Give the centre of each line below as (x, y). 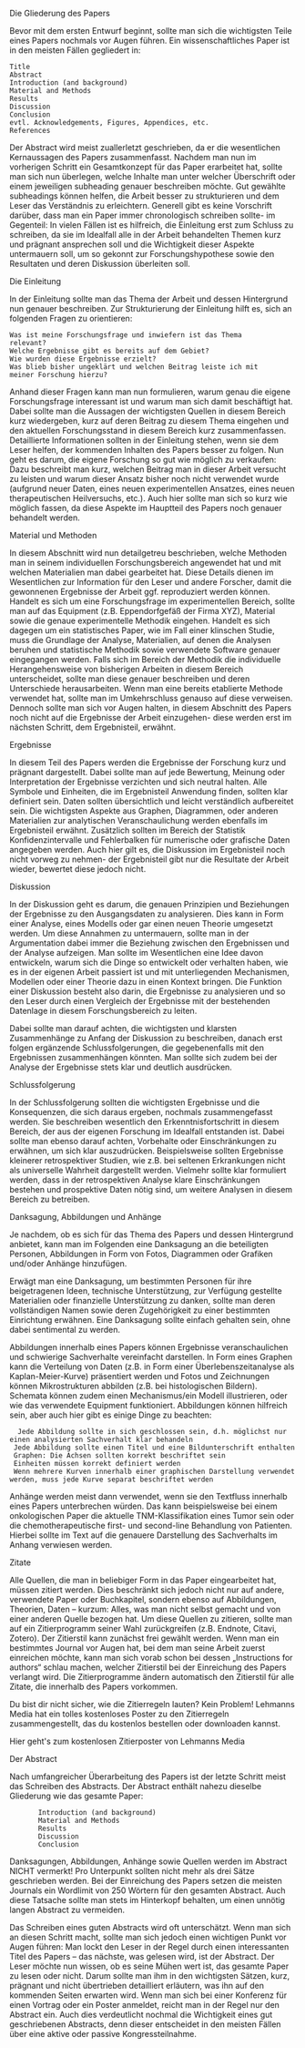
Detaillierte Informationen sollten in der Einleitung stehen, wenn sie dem (144, 440)
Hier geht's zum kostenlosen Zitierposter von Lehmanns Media (127, 1741)
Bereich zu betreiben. (50, 1199)
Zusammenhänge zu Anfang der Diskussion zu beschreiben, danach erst (146, 1038)
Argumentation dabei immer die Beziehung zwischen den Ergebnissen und (149, 943)
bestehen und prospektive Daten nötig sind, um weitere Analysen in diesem (151, 1189)
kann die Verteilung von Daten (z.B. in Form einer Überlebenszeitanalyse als (152, 1367)
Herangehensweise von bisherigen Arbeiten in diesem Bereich (127, 669)
